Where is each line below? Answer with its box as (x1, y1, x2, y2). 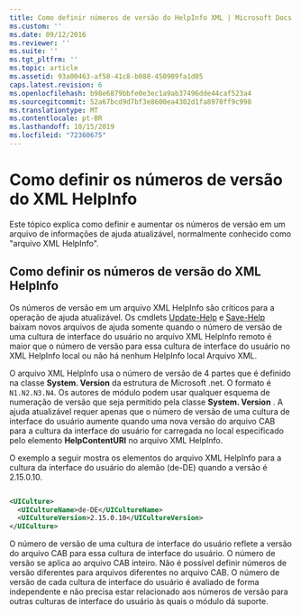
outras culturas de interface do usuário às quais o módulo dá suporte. (9, 596, 269, 607)
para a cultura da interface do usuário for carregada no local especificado (9, 425, 284, 436)
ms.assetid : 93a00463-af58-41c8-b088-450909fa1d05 (9, 72, 204, 81)
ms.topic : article (9, 64, 78, 73)
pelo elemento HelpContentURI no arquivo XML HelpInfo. (9, 434, 223, 445)
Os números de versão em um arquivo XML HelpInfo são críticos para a (9, 302, 275, 312)
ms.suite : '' (9, 47, 59, 56)
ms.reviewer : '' (9, 38, 70, 48)
